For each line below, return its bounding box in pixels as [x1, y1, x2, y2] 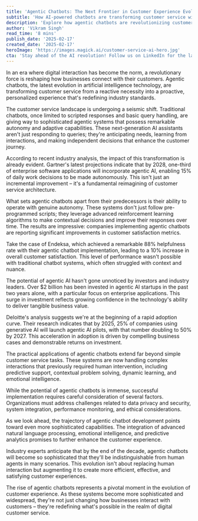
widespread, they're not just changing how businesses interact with [6, 496, 170, 503]
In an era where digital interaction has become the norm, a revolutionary [6, 69, 181, 76]
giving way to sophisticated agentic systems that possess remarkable [6, 118, 176, 125]
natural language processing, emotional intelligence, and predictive [6, 429, 169, 436]
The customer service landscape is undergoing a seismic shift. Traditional [6, 105, 186, 112]
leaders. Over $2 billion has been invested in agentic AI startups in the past [6, 283, 189, 290]
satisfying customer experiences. [6, 473, 87, 480]
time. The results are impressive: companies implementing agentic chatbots [6, 222, 190, 229]
